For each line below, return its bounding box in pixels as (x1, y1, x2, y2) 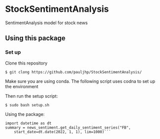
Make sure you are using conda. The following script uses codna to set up (5, 78, 156, 84)
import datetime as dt (5, 121, 52, 126)
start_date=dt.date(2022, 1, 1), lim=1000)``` (14, 129, 111, 134)
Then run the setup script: (5, 93, 58, 99)
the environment (5, 83, 38, 89)
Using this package (5, 34, 65, 42)
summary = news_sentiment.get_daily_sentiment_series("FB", (5, 125, 131, 130)
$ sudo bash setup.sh (5, 103, 50, 107)
